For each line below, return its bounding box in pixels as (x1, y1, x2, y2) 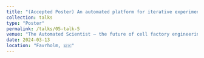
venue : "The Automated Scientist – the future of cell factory (6, 31, 170, 37)
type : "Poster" (6, 20, 45, 26)
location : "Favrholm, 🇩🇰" (6, 43, 75, 49)
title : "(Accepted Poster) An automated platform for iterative (6, 8, 172, 15)
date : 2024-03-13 (6, 37, 50, 43)
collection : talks (6, 14, 53, 21)
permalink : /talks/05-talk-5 (6, 25, 80, 32)
